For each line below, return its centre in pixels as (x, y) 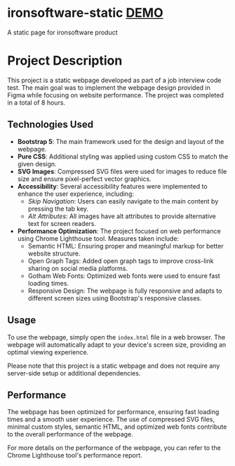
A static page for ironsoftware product (62, 32)
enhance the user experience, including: (76, 194)
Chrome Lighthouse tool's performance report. (75, 455)
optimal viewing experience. (48, 352)
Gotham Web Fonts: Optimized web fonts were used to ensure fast (124, 276)
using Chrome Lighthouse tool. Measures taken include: (98, 238)
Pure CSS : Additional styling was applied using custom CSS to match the (123, 157)
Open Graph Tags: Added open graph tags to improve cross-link (121, 260)
